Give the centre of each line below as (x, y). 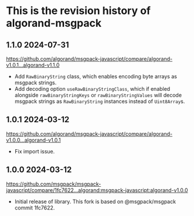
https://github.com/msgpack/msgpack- (54, 184)
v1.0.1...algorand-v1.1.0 (33, 65)
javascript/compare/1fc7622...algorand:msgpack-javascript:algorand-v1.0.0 (97, 190)
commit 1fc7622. (35, 208)
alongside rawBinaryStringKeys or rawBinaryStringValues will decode (98, 95)
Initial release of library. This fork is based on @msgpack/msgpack (95, 201)
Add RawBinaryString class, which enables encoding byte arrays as (96, 76)
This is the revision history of (79, 11)
